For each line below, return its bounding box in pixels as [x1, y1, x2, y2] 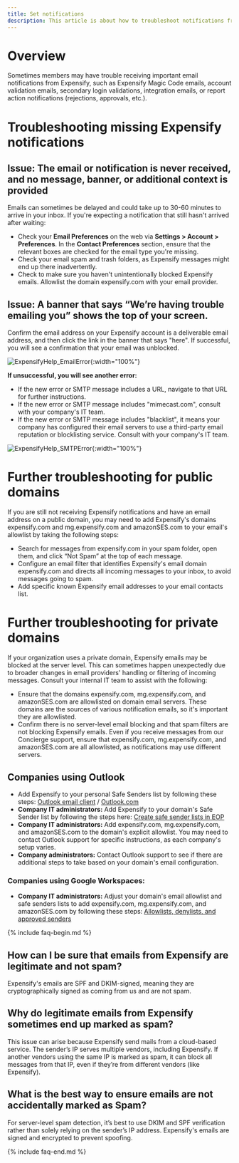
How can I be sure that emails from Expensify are [7, 949, 229, 961]
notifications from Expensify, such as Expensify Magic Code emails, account [7, 79, 232, 88]
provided [7, 184, 48, 197]
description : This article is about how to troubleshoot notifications [7, 17, 224, 24]
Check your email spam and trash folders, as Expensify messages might [17, 255, 230, 264]
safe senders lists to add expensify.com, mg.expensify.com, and [17, 899, 207, 908]
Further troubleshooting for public [7, 469, 213, 485]
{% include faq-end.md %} [7, 1147, 87, 1156]
